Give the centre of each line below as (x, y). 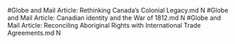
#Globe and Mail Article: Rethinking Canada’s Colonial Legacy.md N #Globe (118, 10)
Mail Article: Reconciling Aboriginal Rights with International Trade (104, 25)
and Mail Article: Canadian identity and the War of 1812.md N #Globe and (114, 18)
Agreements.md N (34, 33)
